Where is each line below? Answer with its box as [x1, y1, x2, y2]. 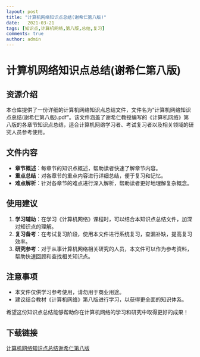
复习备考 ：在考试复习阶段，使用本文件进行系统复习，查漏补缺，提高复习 [14, 230, 192, 237]
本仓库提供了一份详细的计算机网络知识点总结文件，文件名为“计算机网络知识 [6, 107, 192, 113]
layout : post [6, 8, 39, 15]
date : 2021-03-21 [6, 20, 55, 26]
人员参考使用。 [11, 129, 48, 136]
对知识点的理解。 [14, 223, 57, 230]
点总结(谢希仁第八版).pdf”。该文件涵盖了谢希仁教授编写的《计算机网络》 [6, 114, 184, 121]
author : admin [6, 36, 42, 42]
